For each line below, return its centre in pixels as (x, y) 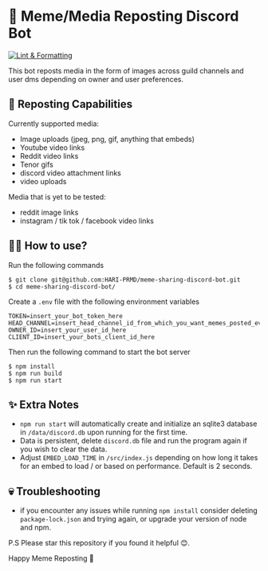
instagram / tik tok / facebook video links (87, 221)
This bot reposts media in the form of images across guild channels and (126, 70)
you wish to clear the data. (63, 449)
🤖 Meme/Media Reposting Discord (124, 16)
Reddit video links (49, 156)
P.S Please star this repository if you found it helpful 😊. (99, 543)
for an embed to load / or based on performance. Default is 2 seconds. (136, 467)
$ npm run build (35, 373)
